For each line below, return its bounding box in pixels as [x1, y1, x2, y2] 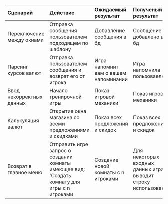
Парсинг [7, 63, 28, 70]
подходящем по [49, 40, 88, 46]
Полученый [133, 6, 162, 13]
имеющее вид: [49, 166, 85, 173]
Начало [49, 87, 68, 94]
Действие [49, 9, 75, 16]
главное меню [7, 169, 43, 176]
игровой [94, 93, 115, 100]
